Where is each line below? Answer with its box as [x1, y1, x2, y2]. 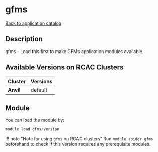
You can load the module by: [5, 117, 64, 123]
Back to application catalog [5, 20, 62, 26]
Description [5, 35, 43, 43]
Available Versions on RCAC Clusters [5, 63, 124, 72]
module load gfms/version [5, 127, 59, 132]
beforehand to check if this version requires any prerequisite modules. [5, 141, 151, 147]
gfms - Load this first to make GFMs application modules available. [5, 48, 144, 54]
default [30, 86, 48, 93]
